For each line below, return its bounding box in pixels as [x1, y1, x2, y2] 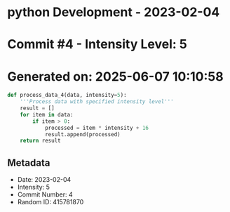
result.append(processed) [44, 131, 121, 138]
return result [20, 138, 61, 145]
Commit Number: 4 [17, 190, 73, 199]
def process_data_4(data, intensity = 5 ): [7, 92, 128, 99]
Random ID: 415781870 [17, 198, 84, 206]
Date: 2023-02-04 [17, 175, 72, 184]
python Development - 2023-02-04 [7, 4, 220, 20]
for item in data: [20, 111, 74, 118]
